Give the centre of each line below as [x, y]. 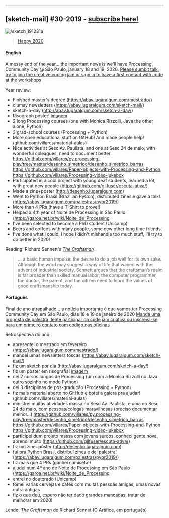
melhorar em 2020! [32, 500]
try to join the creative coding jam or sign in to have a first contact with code [84, 75]
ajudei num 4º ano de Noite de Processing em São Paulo [71, 468]
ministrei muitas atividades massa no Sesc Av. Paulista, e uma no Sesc [86, 404]
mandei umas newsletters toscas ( [48, 355]
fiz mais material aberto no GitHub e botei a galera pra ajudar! [76, 393]
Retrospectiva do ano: [28, 335]
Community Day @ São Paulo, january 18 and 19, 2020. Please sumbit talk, [82, 69]
